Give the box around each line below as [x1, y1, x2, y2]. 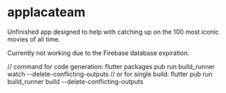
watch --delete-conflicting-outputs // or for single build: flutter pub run [7, 70, 213, 78]
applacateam [7, 4, 86, 20]
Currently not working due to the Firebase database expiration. [7, 49, 190, 57]
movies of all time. [7, 35, 61, 43]
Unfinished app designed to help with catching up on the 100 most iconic [7, 27, 220, 36]
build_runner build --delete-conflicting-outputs [7, 77, 144, 85]
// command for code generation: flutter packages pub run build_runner [7, 62, 215, 70]
